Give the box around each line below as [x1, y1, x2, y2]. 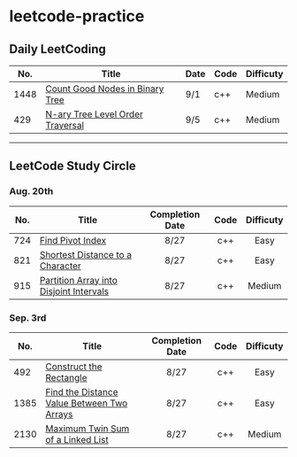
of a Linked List [45, 433, 109, 445]
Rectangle [45, 371, 88, 383]
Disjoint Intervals [39, 285, 109, 298]
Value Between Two [45, 397, 128, 409]
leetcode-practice [9, 6, 145, 27]
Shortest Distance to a [39, 248, 133, 260]
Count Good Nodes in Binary [45, 82, 164, 95]
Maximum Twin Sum [45, 422, 130, 435]
